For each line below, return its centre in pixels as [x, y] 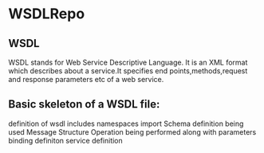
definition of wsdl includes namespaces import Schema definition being [126, 124]
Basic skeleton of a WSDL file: [84, 104]
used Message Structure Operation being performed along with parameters [132, 131]
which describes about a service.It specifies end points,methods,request [128, 71]
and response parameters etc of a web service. [86, 79]
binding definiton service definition [66, 140]
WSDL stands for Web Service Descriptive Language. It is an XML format [128, 62]
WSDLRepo [47, 14]
